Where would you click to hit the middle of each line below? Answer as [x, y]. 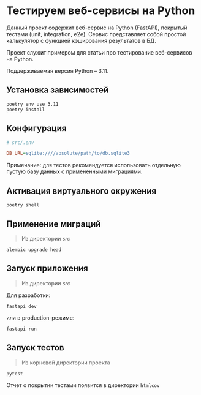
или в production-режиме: [40, 318]
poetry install [26, 110]
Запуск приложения [47, 269]
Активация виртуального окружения [82, 191]
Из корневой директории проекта [66, 363]
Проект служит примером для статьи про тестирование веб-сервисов [99, 52]
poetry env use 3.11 [33, 104]
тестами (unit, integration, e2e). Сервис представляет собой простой [96, 34]
